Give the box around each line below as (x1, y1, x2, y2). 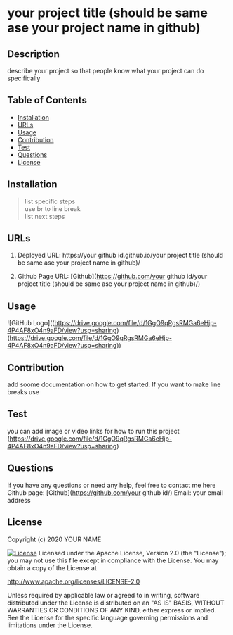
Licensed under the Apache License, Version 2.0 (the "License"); (38, 548, 227, 557)
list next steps (24, 212, 65, 220)
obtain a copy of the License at (7, 563, 97, 572)
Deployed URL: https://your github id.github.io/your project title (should (17, 251, 223, 260)
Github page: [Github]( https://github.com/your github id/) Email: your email (7, 488, 223, 497)
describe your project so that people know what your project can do (7, 67, 204, 75)
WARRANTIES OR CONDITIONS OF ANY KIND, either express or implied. (7, 605, 216, 614)
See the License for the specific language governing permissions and (7, 613, 208, 622)
